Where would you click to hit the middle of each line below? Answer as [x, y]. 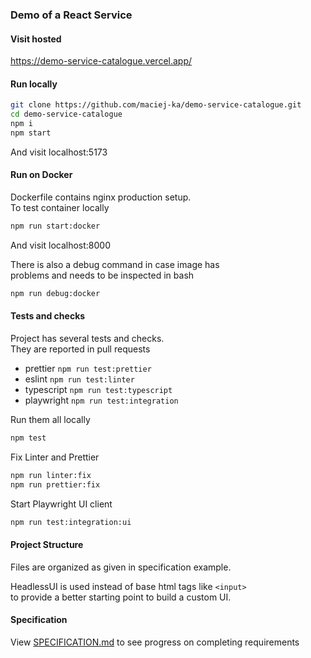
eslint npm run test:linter [79, 379]
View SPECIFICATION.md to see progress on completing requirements [155, 642]
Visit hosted [36, 39]
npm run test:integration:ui [71, 522]
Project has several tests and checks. [87, 338]
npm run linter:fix [51, 475]
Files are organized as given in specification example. [121, 567]
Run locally [34, 84]
